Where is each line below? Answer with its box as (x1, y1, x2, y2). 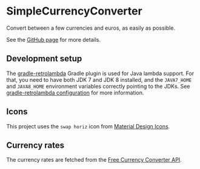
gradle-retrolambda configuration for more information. (6, 89, 144, 96)
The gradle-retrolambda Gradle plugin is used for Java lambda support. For (6, 70, 195, 77)
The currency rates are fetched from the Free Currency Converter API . (6, 156, 182, 164)
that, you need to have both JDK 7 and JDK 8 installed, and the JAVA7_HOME (6, 76, 192, 83)
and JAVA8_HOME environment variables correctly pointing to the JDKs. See (6, 82, 190, 90)
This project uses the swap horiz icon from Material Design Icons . (6, 122, 170, 130)
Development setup (6, 53, 82, 64)
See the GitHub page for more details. (6, 36, 101, 43)
